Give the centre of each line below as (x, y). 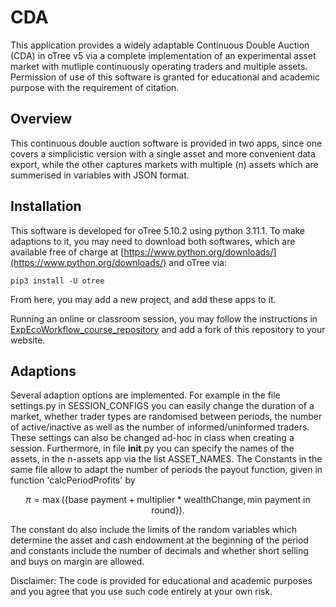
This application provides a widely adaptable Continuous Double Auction (160, 45)
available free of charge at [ (67, 252)
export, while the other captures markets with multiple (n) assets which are (164, 164)
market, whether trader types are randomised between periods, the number (166, 417)
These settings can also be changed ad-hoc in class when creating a (152, 438)
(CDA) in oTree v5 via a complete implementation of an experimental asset (163, 55)
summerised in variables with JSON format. (100, 175)
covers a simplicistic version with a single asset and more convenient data (163, 153)
